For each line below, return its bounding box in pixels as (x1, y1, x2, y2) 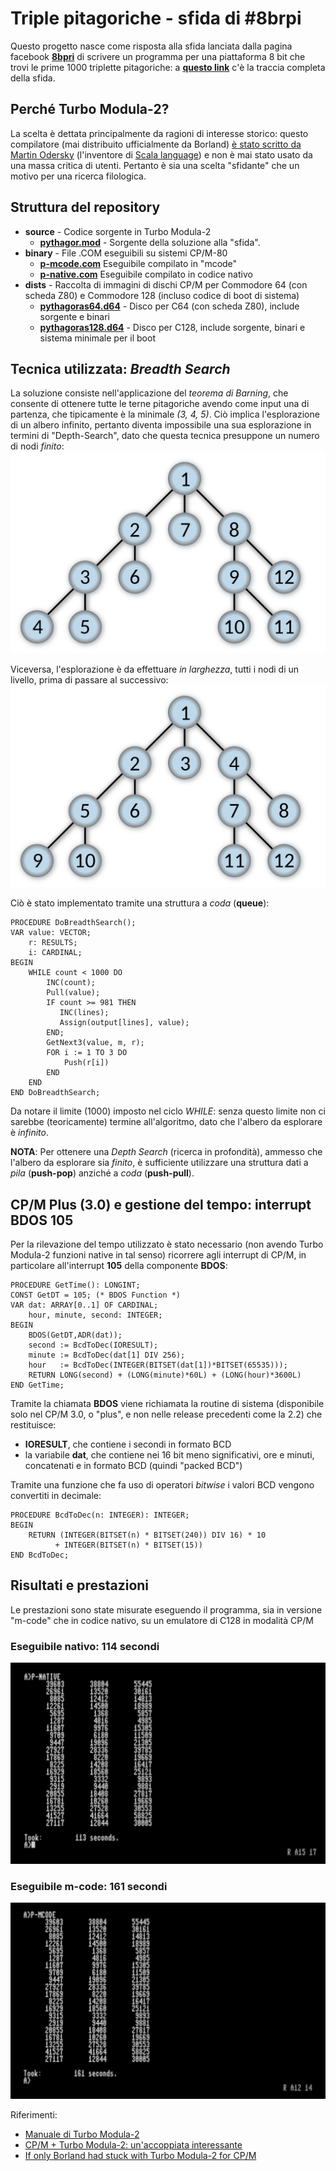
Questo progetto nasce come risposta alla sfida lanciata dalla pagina (10, 40, 293, 52)
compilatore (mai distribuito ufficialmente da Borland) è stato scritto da (10, 138, 302, 150)
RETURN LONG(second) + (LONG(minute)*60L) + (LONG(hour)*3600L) (28, 1370, 302, 1380)
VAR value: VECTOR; (10, 928, 92, 938)
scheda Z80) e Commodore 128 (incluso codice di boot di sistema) (24, 289, 300, 301)
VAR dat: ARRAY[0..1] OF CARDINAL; (10, 1300, 159, 1310)
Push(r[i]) (63, 1058, 110, 1068)
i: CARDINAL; (28, 948, 83, 958)
